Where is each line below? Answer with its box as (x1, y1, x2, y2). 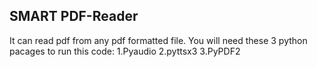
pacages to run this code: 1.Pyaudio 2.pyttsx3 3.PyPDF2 (9, 45, 241, 57)
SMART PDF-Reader (9, 8, 139, 25)
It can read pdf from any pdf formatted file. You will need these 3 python (9, 34, 308, 46)
